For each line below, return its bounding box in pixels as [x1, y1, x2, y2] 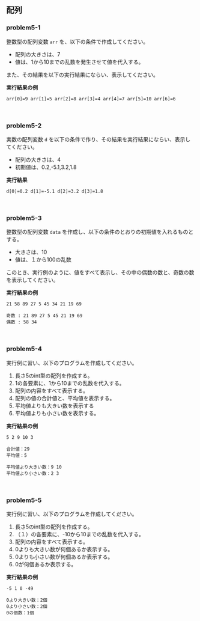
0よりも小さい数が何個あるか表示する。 [14, 553, 114, 560]
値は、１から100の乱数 [14, 256, 72, 263]
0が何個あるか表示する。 [14, 560, 77, 567]
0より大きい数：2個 [6, 597, 48, 603]
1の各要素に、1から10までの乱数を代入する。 [14, 379, 125, 387]
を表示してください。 [6, 277, 59, 284]
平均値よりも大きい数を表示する [14, 402, 94, 409]
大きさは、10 [14, 248, 47, 256]
